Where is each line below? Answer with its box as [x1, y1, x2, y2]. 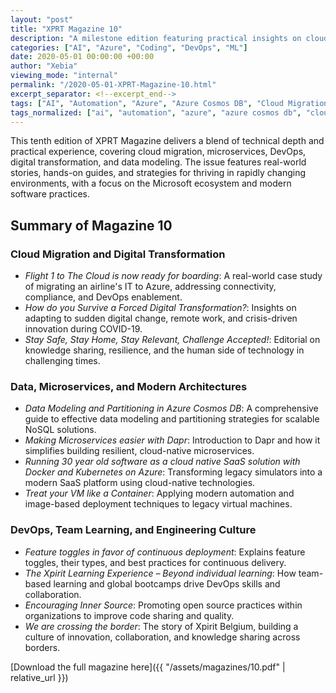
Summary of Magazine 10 [10, 217, 173, 234]
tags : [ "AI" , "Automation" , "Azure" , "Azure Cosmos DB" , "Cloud [10, 98, 284, 108]
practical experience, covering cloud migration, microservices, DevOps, [10, 146, 307, 158]
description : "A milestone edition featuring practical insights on [10, 33, 302, 43]
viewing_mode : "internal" [10, 71, 118, 81]
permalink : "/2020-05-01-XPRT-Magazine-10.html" [10, 80, 217, 90]
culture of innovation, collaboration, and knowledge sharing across [24, 631, 301, 643]
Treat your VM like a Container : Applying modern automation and [24, 487, 295, 500]
